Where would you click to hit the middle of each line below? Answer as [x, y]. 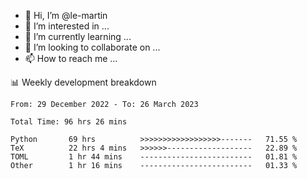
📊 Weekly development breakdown [83, 82]
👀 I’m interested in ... [67, 26]
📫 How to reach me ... [71, 58]
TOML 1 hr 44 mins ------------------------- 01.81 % [154, 157]
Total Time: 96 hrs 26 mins [69, 122]
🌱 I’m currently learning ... [78, 36]
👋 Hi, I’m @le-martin [66, 15]
